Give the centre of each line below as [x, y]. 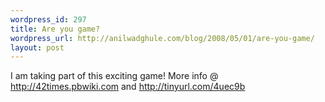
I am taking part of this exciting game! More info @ [114, 76]
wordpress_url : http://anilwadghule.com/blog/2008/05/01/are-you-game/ [162, 38]
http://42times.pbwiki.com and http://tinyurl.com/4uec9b [128, 87]
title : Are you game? [55, 29]
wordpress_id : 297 [48, 19]
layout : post [37, 47]
